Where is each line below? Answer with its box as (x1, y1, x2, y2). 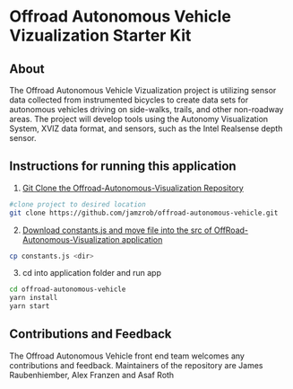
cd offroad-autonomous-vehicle (9, 285, 126, 294)
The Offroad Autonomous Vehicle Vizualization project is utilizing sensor (9, 85, 277, 95)
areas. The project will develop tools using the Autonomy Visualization (9, 114, 269, 124)
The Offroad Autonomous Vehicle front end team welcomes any (9, 350, 245, 361)
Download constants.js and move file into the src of (22, 225, 212, 235)
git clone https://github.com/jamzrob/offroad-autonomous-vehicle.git (9, 208, 279, 217)
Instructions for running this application (9, 159, 237, 174)
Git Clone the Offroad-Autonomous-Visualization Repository (22, 182, 244, 193)
